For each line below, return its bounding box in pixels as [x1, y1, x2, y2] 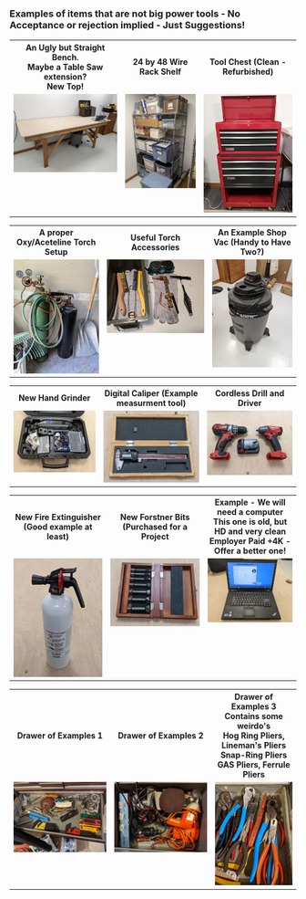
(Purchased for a [122, 521, 189, 532]
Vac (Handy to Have [213, 236, 291, 248]
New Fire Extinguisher [15, 511, 102, 522]
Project [140, 530, 169, 541]
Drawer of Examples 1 [16, 729, 103, 741]
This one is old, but [212, 517, 288, 528]
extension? [44, 71, 87, 82]
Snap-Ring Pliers [219, 749, 288, 760]
